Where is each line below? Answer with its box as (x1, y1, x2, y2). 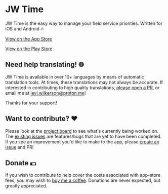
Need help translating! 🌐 (5, 60, 85, 69)
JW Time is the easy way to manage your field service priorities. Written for (5, 20, 163, 26)
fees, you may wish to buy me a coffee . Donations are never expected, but (5, 177, 161, 183)
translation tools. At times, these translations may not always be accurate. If (5, 79, 163, 85)
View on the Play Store (5, 46, 53, 52)
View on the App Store (5, 35, 52, 42)
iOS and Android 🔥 (5, 25, 44, 31)
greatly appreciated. (5, 183, 48, 189)
